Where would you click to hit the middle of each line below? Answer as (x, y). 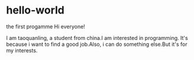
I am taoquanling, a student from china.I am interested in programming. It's (97, 38)
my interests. (22, 50)
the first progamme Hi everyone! (46, 26)
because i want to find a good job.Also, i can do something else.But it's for (97, 44)
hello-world (35, 10)
